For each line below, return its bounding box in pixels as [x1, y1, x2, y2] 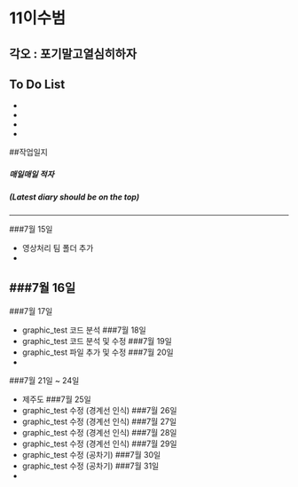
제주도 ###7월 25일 [21, 394, 91, 405]
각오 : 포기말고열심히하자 [9, 46, 137, 61]
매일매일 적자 [9, 169, 55, 179]
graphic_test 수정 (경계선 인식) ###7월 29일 [21, 438, 177, 449]
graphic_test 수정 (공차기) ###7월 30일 [21, 449, 161, 460]
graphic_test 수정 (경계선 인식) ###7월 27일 [21, 416, 177, 427]
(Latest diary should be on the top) [9, 192, 140, 202]
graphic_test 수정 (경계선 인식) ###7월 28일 [21, 427, 177, 437]
